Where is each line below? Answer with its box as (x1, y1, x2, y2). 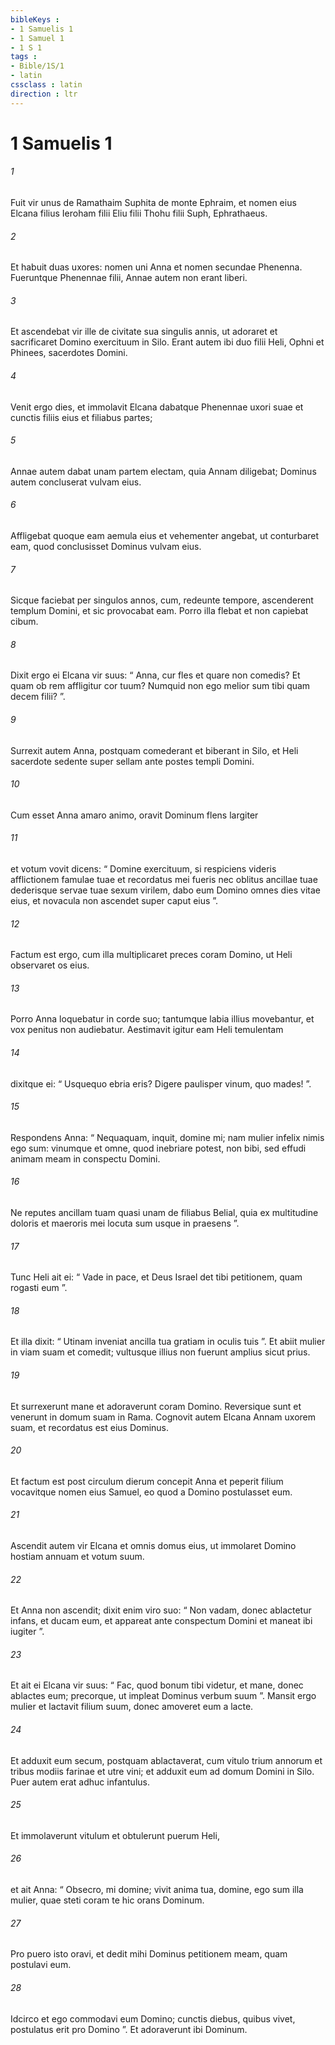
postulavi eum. (10, 1959, 72, 1971)
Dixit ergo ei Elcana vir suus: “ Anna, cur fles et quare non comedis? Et (10, 669, 301, 681)
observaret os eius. (10, 959, 90, 971)
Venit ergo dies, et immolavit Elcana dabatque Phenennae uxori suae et (10, 401, 304, 413)
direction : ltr (10, 89, 78, 99)
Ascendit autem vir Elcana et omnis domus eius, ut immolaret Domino (10, 1540, 297, 1552)
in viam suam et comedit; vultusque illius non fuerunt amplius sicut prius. (10, 1346, 311, 1358)
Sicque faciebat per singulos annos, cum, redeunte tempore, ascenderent (10, 594, 314, 606)
